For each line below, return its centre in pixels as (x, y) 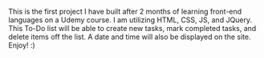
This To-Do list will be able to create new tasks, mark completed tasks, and (132, 28)
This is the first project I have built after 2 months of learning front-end (125, 12)
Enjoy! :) (22, 45)
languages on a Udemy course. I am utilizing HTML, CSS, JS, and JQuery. (130, 20)
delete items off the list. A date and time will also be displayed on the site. (130, 37)
